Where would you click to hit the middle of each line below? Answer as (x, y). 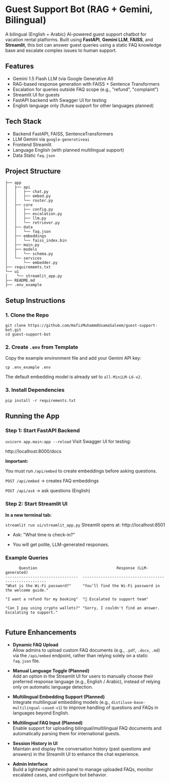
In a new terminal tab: (28, 515)
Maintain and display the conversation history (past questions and (81, 748)
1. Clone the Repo (27, 315)
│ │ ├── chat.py (27, 192)
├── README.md (20, 281)
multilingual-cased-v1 (37, 708)
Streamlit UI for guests (36, 94)
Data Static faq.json (34, 155)
